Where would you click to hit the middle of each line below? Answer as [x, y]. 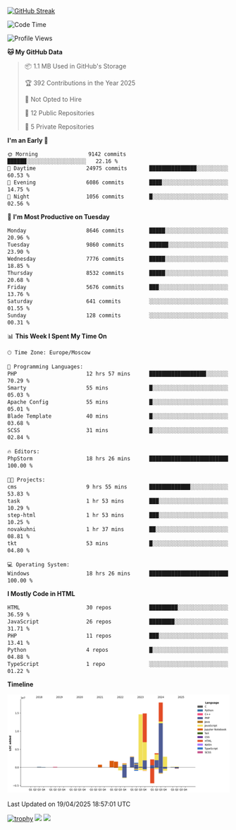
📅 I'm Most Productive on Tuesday [59, 217]
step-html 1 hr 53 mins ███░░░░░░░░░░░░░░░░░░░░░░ [118, 515]
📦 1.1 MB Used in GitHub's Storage [75, 66]
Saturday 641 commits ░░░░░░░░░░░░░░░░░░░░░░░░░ [118, 301]
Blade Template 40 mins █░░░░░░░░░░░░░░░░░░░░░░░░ [118, 416]
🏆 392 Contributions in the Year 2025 [80, 83]
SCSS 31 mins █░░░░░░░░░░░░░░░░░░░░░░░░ [118, 431]
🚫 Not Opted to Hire [53, 99]
